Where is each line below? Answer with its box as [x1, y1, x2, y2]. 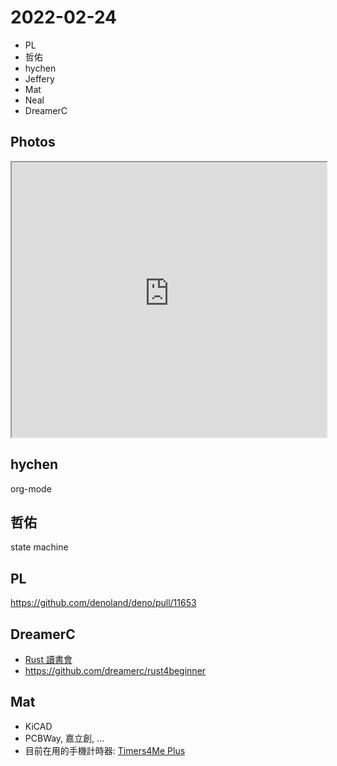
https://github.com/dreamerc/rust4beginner [24, 665, 207, 676]
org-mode [10, 482, 52, 495]
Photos [10, 134, 56, 151]
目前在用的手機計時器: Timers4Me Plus [24, 744, 186, 756]
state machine [10, 541, 69, 553]
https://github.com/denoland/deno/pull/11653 [10, 597, 197, 609]
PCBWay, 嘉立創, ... [24, 732, 105, 744]
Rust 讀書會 [24, 654, 73, 665]
